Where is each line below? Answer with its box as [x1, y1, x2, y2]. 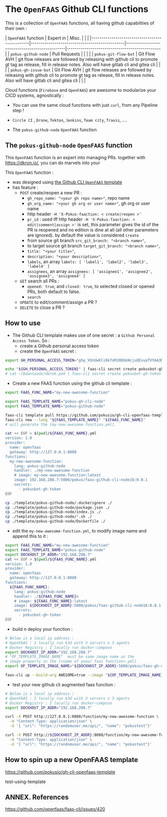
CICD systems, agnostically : [5, 92, 64, 98]
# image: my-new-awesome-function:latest [14, 473, 101, 478]
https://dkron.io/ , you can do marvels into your [5, 160, 100, 166]
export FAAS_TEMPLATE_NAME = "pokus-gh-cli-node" [5, 399, 106, 404]
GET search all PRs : [19, 278, 60, 284]
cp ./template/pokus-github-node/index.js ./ [5, 510, 101, 515]
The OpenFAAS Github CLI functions [5, 3, 149, 15]
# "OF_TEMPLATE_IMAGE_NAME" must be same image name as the [5, 654, 135, 659]
